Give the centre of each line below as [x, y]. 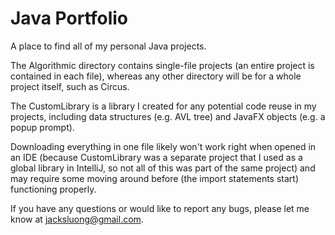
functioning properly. [53, 189]
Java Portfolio [69, 18]
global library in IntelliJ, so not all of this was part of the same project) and [163, 168]
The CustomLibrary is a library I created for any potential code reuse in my [163, 106]
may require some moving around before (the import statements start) [155, 178]
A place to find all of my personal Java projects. [108, 46]
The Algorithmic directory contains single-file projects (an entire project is [162, 65]
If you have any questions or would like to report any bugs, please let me [160, 208]
